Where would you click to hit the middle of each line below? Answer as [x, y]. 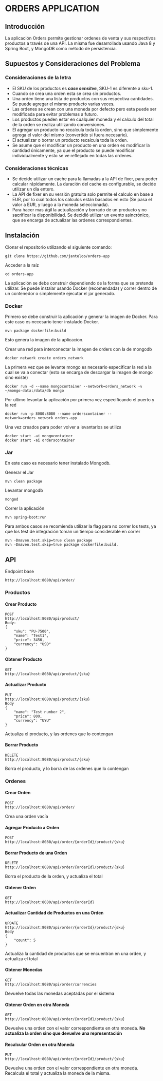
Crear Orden [18, 793]
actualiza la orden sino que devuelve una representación [63, 1033]
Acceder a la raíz [22, 265]
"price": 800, [28, 716]
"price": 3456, [29, 640]
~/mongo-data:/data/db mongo [35, 391]
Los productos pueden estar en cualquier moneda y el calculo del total [83, 119]
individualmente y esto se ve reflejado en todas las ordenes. [72, 155]
